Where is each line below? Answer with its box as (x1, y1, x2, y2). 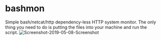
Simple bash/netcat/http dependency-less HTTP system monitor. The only (5, 19, 157, 25)
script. (5, 29, 18, 35)
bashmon (5, 3, 45, 14)
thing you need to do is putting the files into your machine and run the (5, 24, 147, 30)
